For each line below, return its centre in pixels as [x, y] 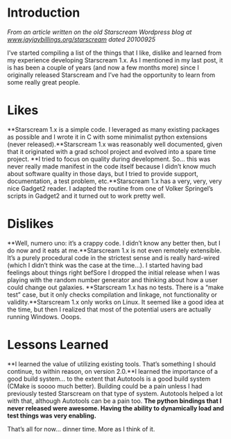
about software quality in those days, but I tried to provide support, [103, 173]
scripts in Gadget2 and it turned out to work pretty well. [86, 196]
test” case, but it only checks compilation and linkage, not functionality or [112, 294]
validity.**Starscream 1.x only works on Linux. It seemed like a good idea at [115, 302]
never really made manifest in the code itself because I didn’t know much [112, 166]
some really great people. [44, 82]
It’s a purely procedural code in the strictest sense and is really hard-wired [113, 257]
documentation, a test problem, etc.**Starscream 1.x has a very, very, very [114, 181]
